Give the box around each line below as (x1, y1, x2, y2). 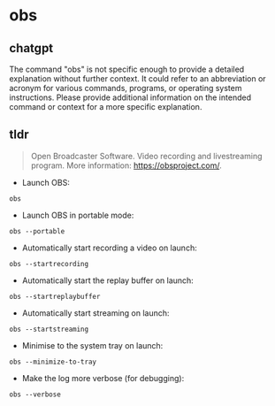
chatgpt (9, 41, 54, 56)
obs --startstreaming (9, 325, 89, 333)
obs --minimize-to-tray (9, 357, 97, 366)
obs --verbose (9, 390, 62, 399)
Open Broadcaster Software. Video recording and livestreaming (30, 150, 263, 161)
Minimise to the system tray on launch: (21, 340, 164, 350)
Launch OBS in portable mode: (21, 210, 134, 220)
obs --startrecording (9, 259, 89, 268)
